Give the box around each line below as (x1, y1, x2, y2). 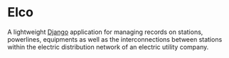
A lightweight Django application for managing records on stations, (7, 28, 203, 36)
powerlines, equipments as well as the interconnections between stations (7, 35, 223, 43)
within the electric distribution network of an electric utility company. (7, 42, 209, 51)
